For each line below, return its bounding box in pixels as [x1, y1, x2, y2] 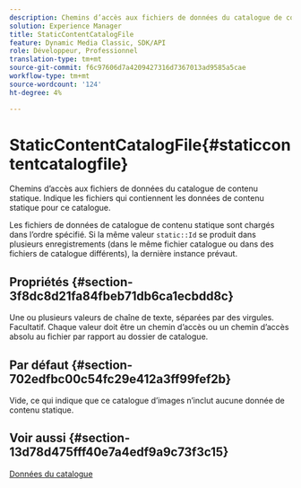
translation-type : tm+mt [9, 55, 102, 64]
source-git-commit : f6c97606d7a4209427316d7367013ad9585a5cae [9, 64, 246, 73]
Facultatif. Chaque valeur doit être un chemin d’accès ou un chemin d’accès [9, 322, 289, 333]
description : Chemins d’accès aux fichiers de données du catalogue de [9, 13, 282, 22]
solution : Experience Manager [9, 22, 123, 30]
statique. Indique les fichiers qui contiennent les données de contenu [9, 193, 264, 204]
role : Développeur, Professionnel [9, 47, 139, 56]
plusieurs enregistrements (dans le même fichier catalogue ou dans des [9, 239, 275, 249]
